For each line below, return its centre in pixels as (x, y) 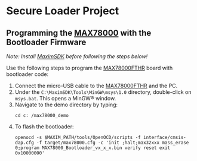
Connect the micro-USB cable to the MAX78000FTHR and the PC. (96, 86)
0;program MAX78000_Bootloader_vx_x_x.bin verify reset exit (93, 148)
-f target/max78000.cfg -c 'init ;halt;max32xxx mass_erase (113, 143)
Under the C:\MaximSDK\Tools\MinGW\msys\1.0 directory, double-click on (103, 92)
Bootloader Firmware (46, 42)
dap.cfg (24, 143)
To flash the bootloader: (44, 127)
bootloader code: (27, 74)
